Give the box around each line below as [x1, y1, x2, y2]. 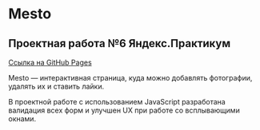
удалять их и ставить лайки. [8, 81, 105, 91]
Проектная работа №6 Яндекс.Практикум [8, 37, 230, 50]
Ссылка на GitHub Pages [8, 57, 92, 67]
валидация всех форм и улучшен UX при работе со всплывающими [8, 105, 240, 115]
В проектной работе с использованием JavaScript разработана [8, 97, 226, 106]
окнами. [8, 114, 37, 124]
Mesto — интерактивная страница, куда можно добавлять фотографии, [8, 73, 253, 82]
